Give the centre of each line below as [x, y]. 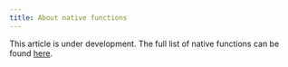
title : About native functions [68, 18]
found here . [31, 53]
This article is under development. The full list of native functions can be [144, 43]
